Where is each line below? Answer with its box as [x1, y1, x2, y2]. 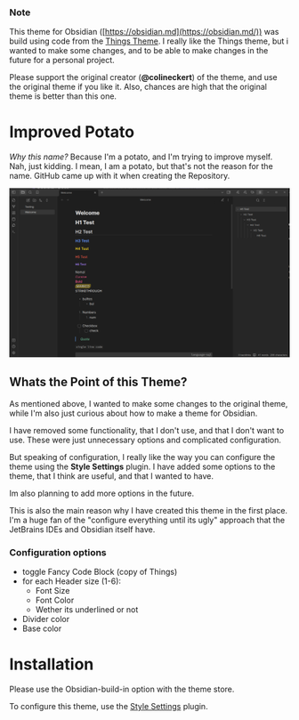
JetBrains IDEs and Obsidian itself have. [9, 523, 156, 535]
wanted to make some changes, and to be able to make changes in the [9, 45, 269, 56]
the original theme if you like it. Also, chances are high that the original [9, 82, 267, 93]
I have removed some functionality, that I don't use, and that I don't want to [9, 425, 285, 435]
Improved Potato [9, 122, 135, 142]
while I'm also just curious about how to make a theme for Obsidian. [9, 408, 258, 418]
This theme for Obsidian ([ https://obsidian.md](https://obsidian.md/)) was [9, 27, 279, 37]
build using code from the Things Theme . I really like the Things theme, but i [9, 36, 289, 46]
